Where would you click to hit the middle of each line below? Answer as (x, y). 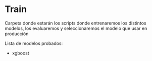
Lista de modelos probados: (34, 43)
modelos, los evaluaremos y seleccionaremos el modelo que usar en (76, 28)
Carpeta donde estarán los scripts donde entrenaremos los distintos (76, 23)
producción (17, 33)
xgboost (21, 53)
